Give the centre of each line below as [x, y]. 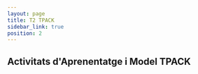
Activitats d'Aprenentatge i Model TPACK [99, 61]
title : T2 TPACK [31, 20]
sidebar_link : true [36, 27]
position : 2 [24, 33]
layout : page [26, 14]
